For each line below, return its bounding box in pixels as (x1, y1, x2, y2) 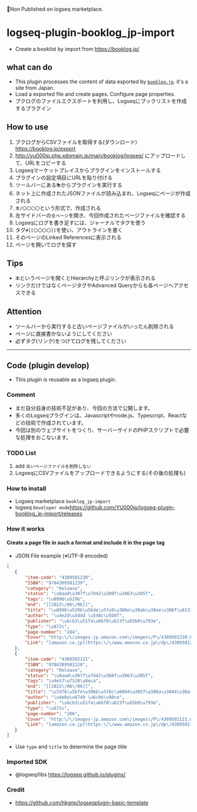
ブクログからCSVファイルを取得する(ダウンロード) (15, 138, 137, 145)
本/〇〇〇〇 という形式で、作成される (15, 204, 101, 211)
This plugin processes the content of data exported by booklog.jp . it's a (15, 78, 189, 85)
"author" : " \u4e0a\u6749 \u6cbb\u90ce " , (25, 695, 125, 701)
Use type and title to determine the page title (15, 743, 127, 750)
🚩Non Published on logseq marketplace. (6, 6, 104, 12)
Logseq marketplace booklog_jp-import (15, 497, 111, 504)
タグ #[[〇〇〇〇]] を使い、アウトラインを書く (15, 226, 123, 233)
